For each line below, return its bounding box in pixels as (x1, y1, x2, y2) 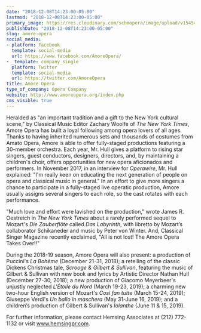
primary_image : (6, 20, 44, 26)
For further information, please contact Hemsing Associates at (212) (6, 313, 173, 320)
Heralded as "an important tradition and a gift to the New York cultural (6, 114, 179, 121)
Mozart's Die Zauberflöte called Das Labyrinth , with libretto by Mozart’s (6, 220, 183, 227)
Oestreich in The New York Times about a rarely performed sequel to (6, 214, 176, 221)
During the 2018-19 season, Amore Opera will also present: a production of (6, 251, 191, 258)
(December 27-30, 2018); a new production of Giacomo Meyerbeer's (6, 276, 176, 283)
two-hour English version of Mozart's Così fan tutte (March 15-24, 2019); (6, 289, 185, 296)
